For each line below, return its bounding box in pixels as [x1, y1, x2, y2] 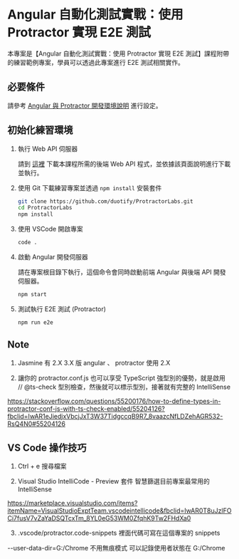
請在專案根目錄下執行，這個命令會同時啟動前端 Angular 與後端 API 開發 [17, 268, 226, 276]
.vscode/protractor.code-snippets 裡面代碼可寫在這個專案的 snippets [17, 528, 221, 538]
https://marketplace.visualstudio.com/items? [7, 499, 138, 508]
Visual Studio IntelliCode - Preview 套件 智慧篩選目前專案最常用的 [17, 477, 210, 486]
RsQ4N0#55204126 [7, 419, 66, 428]
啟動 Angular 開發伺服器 [17, 253, 88, 261]
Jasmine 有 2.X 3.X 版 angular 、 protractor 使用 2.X [17, 358, 171, 367]
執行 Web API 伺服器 [17, 144, 78, 153]
